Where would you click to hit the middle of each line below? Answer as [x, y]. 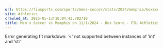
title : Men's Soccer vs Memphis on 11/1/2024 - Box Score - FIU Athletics [82, 23]
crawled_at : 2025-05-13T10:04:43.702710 [47, 18]
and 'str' [13, 42]
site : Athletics [21, 14]
